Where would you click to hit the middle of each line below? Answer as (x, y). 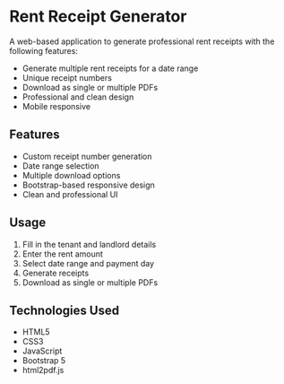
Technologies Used (64, 310)
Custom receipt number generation (87, 156)
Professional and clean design (78, 97)
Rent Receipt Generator (98, 17)
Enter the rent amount (62, 254)
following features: (44, 50)
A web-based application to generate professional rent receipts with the (142, 41)
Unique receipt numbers (67, 77)
